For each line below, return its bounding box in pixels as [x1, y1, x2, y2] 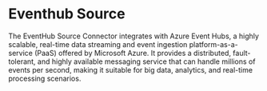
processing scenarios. [8, 73, 82, 83]
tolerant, [8, 57, 36, 66]
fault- [233, 48, 251, 57]
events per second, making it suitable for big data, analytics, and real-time [8, 65, 253, 74]
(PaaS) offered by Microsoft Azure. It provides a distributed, [34, 48, 232, 57]
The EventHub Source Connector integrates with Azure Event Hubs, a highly [8, 31, 260, 41]
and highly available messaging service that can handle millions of [37, 57, 256, 66]
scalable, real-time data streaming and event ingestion [8, 39, 188, 49]
